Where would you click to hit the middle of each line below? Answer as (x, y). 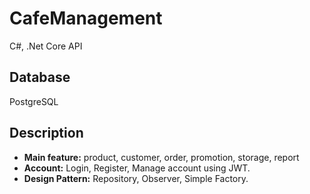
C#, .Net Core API (46, 46)
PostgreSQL (34, 101)
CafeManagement (86, 18)
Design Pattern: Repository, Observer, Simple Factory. (136, 178)
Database (40, 77)
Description (46, 133)
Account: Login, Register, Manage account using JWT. (137, 168)
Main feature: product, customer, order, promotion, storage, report (161, 157)
